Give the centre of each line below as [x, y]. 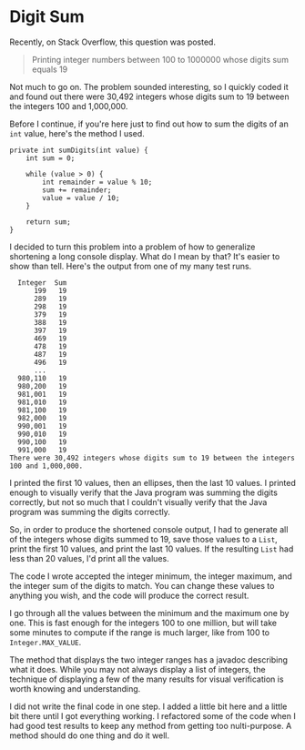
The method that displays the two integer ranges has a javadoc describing [149, 659]
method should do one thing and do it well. [90, 735]
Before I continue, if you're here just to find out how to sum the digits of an [149, 124]
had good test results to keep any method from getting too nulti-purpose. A [151, 725]
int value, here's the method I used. [77, 133]
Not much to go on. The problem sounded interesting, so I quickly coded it [149, 86]
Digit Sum [47, 17]
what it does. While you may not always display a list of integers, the [137, 669]
